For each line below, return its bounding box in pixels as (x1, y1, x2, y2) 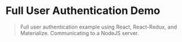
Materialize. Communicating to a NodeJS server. (20, 29, 139, 36)
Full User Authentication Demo (5, 4, 161, 17)
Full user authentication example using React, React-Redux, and (20, 23, 177, 30)
